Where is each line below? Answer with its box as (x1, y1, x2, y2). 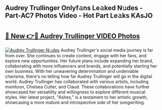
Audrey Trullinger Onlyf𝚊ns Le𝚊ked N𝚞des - (5, 4, 143, 12)
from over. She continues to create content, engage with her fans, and (5, 53, 147, 58)
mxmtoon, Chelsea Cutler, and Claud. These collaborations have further (5, 84, 150, 89)
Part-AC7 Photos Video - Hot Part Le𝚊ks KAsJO (5, 12, 153, 20)
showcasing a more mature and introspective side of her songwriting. (5, 100, 145, 105)
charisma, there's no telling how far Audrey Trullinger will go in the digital (5, 73, 153, 79)
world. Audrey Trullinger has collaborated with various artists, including (5, 79, 149, 85)
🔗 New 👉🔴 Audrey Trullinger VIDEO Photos (5, 32, 140, 40)
